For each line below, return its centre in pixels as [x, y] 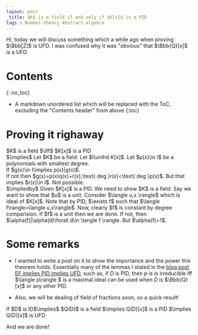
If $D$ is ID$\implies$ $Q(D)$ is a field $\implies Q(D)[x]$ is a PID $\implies [99, 309]
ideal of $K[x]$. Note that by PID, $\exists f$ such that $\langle [83, 201]
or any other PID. [47, 286]
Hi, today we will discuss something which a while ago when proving [90, 40]
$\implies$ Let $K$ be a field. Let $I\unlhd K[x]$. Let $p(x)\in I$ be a [90, 157]
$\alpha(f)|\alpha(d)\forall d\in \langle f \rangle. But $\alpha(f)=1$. [87, 220]
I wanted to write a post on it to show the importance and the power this [103, 261]
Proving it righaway [55, 135]
